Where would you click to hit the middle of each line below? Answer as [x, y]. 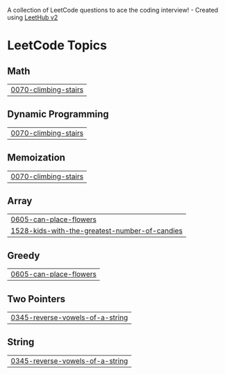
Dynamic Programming [58, 114]
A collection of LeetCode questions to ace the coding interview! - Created [113, 10]
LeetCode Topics [57, 45]
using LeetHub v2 [33, 17]
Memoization [36, 158]
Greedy [24, 255]
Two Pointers [36, 299]
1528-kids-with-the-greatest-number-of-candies [97, 231]
